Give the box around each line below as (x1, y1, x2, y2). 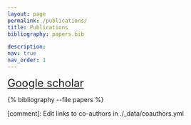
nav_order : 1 (7, 56, 46, 64)
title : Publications (7, 24, 69, 31)
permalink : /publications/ (7, 17, 88, 24)
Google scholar (7, 76, 84, 90)
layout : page (7, 10, 46, 18)
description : (7, 44, 46, 51)
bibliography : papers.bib (7, 30, 84, 38)
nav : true (7, 50, 37, 57)
